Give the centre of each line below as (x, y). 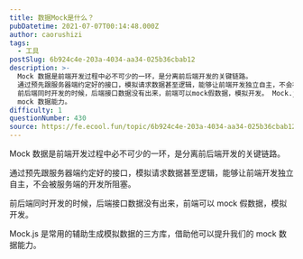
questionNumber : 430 (48, 118)
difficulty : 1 (36, 110)
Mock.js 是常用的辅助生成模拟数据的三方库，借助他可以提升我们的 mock (143, 234)
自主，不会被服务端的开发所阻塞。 (73, 184)
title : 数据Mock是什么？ (52, 18)
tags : (19, 43)
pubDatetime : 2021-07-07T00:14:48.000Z (84, 26)
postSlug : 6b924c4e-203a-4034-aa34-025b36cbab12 (102, 60)
